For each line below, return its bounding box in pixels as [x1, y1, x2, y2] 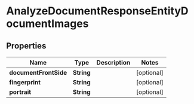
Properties [6, 41, 47, 51]
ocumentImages [6, 17, 89, 30]
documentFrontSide [9, 69, 67, 77]
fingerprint [9, 78, 41, 86]
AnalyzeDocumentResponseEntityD [6, 4, 189, 18]
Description [96, 59, 131, 66]
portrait [9, 88, 32, 96]
